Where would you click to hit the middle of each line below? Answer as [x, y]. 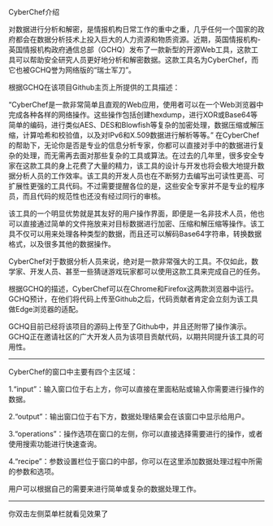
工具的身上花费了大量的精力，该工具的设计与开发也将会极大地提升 [147, 166]
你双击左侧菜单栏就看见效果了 [58, 514]
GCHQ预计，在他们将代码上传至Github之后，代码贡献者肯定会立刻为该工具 [133, 299]
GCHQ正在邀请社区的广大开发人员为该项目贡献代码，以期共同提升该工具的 [133, 337]
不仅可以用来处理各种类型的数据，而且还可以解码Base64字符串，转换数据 [139, 234]
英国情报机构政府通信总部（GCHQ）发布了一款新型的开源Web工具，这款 [130, 50]
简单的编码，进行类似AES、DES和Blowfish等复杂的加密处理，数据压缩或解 [133, 125]
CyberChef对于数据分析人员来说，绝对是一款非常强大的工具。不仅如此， [130, 261]
